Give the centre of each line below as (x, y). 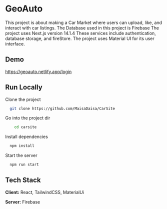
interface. (15, 43)
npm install (22, 146)
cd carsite (25, 127)
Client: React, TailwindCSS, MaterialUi (44, 192)
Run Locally (24, 87)
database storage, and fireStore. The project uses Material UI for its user (80, 38)
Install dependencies (27, 137)
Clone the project (23, 99)
